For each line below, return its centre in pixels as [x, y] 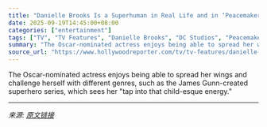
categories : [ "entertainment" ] [60, 30]
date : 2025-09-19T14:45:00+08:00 [64, 23]
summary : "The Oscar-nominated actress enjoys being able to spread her [131, 45]
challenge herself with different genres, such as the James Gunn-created [128, 83]
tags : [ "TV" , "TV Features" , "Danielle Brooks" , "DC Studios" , [115, 37]
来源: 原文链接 [31, 115]
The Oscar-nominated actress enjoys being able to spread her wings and [128, 75]
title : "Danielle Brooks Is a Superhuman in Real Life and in [113, 15]
